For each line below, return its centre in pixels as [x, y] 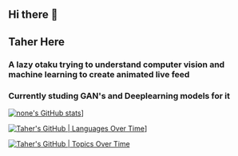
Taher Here [37, 42]
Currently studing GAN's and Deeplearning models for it [119, 96]
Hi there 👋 [33, 15]
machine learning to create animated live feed [99, 74]
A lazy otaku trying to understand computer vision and [117, 64]
